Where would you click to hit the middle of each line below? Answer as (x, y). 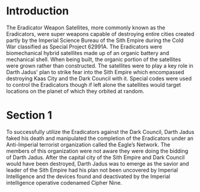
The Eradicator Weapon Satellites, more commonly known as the (86, 28)
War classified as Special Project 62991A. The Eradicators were (84, 47)
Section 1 (29, 115)
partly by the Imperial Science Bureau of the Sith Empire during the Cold (95, 40)
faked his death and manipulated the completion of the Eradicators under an (100, 138)
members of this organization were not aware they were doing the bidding (97, 151)
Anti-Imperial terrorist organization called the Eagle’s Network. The (88, 144)
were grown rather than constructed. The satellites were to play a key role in (100, 65)
